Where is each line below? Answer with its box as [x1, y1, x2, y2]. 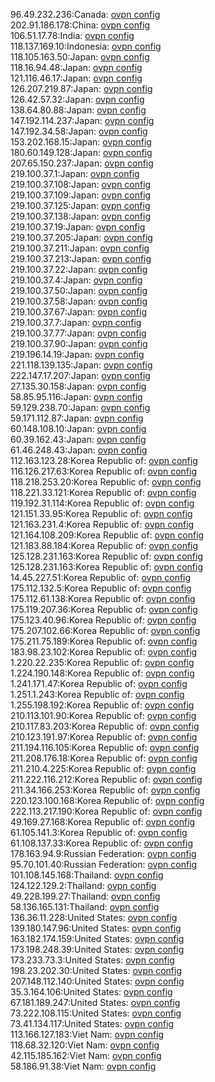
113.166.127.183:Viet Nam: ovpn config [10, 1029, 165, 1040]
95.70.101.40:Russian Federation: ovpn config [10, 859, 198, 870]
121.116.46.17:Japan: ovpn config [10, 72, 143, 84]
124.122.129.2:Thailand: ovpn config [10, 880, 157, 891]
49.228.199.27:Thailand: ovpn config [10, 890, 161, 902]
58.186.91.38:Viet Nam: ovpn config [10, 1060, 157, 1072]
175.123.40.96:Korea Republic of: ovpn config [10, 614, 197, 626]
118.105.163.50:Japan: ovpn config [10, 51, 150, 63]
